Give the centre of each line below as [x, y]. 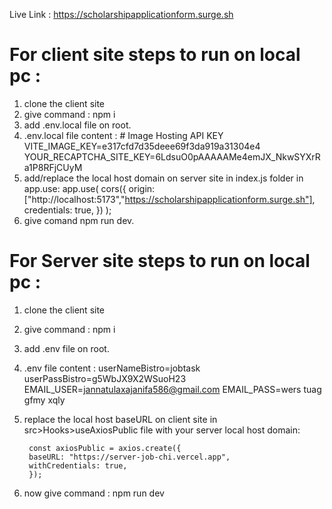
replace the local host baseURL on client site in [120, 419]
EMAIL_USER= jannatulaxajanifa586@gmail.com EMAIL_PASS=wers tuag [172, 389]
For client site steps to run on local [155, 55]
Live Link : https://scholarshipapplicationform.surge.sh [121, 14]
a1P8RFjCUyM [53, 167]
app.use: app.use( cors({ [75, 188]
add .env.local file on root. [77, 125]
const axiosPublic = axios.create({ [105, 448]
